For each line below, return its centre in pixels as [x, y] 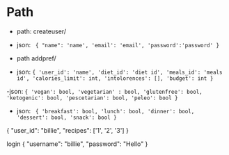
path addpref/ [36, 58]
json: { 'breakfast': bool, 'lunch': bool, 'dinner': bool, [105, 111]
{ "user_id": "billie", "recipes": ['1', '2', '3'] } [68, 130]
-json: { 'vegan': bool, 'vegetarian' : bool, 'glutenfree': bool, [104, 91]
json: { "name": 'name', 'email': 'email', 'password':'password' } [118, 44]
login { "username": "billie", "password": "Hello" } [77, 144]
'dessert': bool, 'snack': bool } [66, 117]
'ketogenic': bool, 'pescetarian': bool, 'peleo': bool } [92, 98]
